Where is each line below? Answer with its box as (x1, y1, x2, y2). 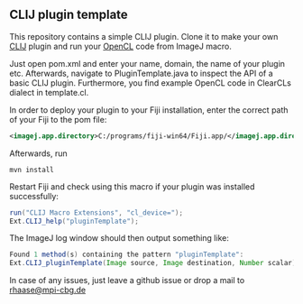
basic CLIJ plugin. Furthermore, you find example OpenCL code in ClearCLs (9, 77, 291, 88)
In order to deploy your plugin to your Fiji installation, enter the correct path (9, 104, 289, 115)
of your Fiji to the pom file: (9, 114, 107, 124)
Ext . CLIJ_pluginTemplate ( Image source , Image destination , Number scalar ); (9, 259, 300, 268)
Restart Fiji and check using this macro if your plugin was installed (9, 180, 255, 192)
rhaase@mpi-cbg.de (9, 284, 87, 296)
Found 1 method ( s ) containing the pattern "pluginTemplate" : (9, 250, 244, 260)
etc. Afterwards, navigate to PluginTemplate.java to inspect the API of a (9, 68, 273, 78)
